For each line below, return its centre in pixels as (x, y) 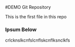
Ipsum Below (21, 29)
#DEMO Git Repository (28, 7)
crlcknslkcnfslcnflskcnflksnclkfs (38, 40)
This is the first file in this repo (36, 17)
